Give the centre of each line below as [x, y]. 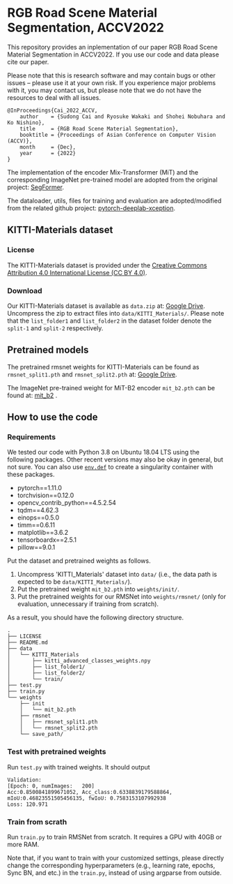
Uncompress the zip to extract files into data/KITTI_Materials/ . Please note [116, 313]
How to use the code [53, 417]
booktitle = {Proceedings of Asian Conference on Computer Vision [118, 135]
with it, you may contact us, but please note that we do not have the [104, 90]
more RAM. [23, 845]
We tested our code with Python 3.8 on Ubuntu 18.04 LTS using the [103, 452]
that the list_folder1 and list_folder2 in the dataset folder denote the [110, 321]
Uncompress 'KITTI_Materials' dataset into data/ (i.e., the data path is [117, 575]
